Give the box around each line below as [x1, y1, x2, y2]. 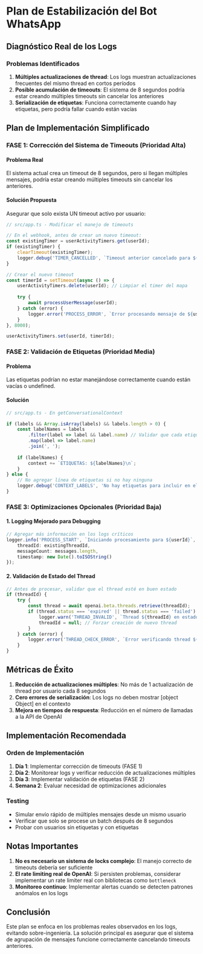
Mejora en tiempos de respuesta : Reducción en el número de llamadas [14, 706, 193, 713]
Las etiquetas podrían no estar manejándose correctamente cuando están [6, 376, 191, 383]
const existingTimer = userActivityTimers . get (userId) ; [6, 238, 150, 244]
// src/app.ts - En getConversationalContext [6, 410, 123, 416]
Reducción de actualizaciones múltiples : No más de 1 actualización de [14, 681, 193, 688]
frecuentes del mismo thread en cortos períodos [14, 79, 136, 87]
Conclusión [6, 907, 51, 917]
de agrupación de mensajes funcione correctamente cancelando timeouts [6, 936, 191, 943]
